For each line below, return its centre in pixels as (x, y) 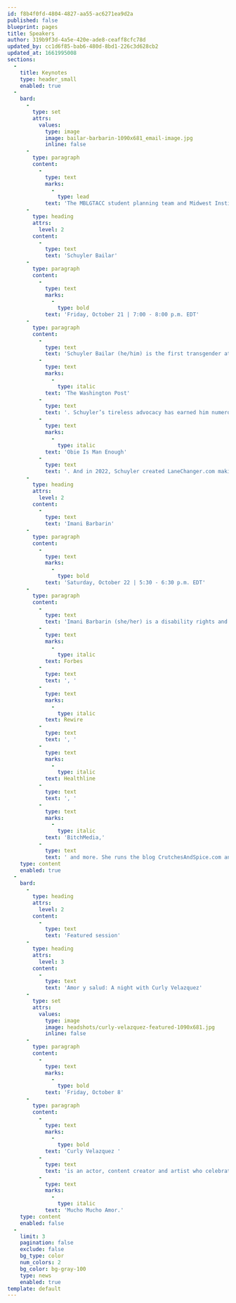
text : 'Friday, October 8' (84, 1093)
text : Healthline (70, 779)
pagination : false (47, 1243)
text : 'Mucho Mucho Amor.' (84, 1210)
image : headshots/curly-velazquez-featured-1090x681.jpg (130, 1027)
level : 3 (51, 962)
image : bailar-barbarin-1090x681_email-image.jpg (119, 138)
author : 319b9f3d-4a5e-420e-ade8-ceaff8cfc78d (77, 40)
